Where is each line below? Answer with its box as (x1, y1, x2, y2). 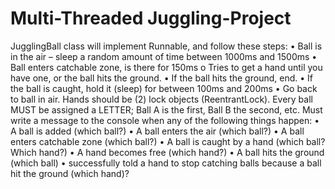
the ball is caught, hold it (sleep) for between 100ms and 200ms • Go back (10, 82, 318, 94)
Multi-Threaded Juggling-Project (10, 7, 292, 30)
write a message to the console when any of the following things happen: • (10, 114, 320, 126)
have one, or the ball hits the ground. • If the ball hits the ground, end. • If (10, 72, 313, 84)
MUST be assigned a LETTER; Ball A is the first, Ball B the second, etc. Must (10, 103, 323, 116)
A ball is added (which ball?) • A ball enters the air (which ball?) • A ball (10, 125, 305, 137)
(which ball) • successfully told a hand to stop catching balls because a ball (10, 157, 322, 169)
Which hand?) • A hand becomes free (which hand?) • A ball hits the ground (10, 146, 325, 158)
